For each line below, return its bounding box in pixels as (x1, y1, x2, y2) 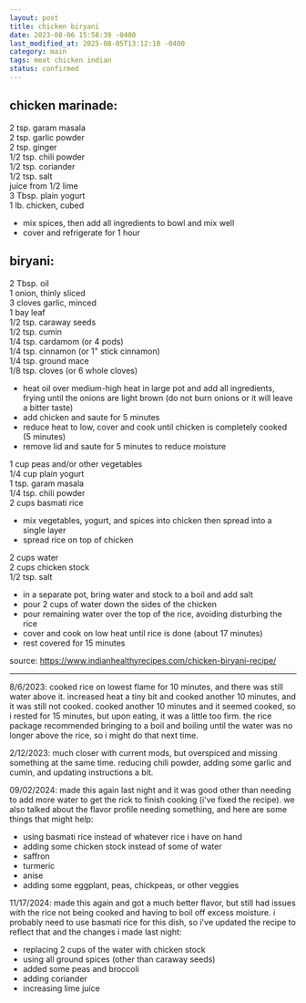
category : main (9, 47, 67, 57)
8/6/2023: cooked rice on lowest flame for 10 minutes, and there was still (9, 681, 284, 692)
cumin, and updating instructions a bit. (9, 767, 154, 778)
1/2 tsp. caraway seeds (9, 316, 97, 327)
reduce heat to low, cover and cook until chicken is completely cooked (22, 421, 288, 432)
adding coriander (22, 973, 88, 984)
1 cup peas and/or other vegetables (9, 458, 143, 470)
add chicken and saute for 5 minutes (22, 411, 160, 422)
